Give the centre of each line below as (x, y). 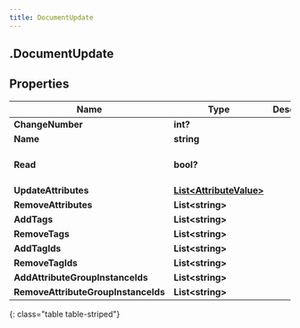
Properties (39, 84)
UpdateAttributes (51, 190)
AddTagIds (37, 248)
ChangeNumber (48, 124)
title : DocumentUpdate (51, 17)
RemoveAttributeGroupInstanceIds (89, 291)
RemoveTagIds (46, 263)
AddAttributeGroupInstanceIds (81, 277)
